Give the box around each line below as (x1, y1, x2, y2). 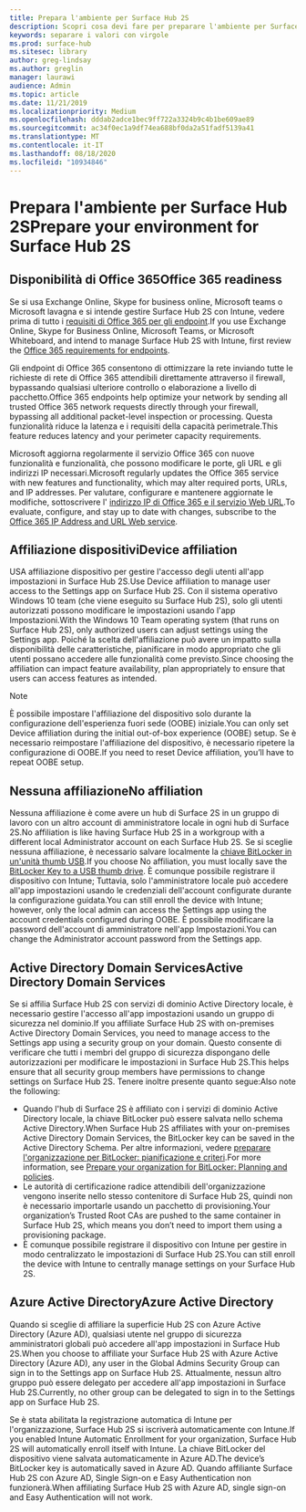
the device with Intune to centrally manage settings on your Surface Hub (22, 1258, 296, 1269)
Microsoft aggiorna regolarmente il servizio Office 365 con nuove (9, 448, 255, 459)
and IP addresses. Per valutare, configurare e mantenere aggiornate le (9, 486, 273, 497)
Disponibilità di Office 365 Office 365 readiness (9, 272, 282, 287)
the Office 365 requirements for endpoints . (9, 344, 170, 356)
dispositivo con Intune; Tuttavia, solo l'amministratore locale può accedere (9, 875, 289, 886)
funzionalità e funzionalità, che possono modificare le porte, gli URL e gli (9, 457, 282, 468)
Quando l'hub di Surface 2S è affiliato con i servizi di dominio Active (22, 1103, 279, 1114)
